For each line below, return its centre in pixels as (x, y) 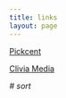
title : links (33, 17)
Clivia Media (32, 69)
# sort (20, 86)
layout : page (33, 26)
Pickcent (25, 51)
